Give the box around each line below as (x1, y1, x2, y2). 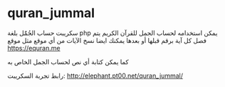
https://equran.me (7, 43, 61, 52)
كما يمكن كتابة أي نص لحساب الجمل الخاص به (7, 57, 130, 66)
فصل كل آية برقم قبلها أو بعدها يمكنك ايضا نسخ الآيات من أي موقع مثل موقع (7, 36, 206, 44)
